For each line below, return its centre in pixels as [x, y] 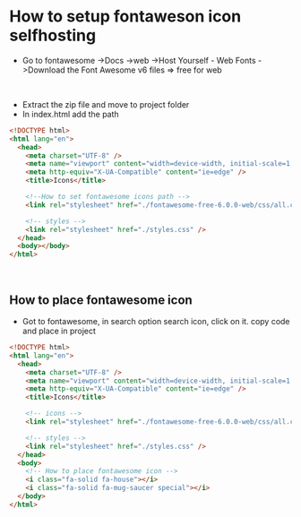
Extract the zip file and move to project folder [106, 104]
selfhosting [53, 35]
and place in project [59, 331]
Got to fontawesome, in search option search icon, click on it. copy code [156, 321]
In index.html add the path [70, 114]
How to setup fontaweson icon [125, 17]
